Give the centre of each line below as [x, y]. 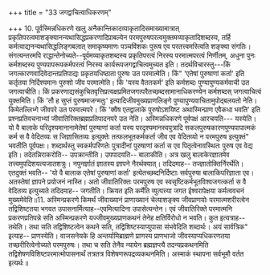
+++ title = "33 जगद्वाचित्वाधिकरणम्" [60, 12]
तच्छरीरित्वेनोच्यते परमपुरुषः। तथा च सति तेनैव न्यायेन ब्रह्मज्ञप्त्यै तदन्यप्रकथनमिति [108, 245]
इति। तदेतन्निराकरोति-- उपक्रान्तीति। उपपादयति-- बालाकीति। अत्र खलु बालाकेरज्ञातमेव [119, 155]
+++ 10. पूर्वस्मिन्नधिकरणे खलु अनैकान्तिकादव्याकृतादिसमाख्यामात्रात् [94, 28]
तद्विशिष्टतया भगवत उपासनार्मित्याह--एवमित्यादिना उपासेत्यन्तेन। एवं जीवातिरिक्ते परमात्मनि [121, 209]
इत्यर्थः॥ [18, 263]
